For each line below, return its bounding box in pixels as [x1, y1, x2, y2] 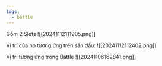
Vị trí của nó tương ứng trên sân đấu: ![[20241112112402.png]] [6, 42, 157, 49]
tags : [6, 8, 20, 15]
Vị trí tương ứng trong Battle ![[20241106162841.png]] [6, 53, 136, 60]
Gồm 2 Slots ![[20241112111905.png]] [6, 30, 96, 37]
